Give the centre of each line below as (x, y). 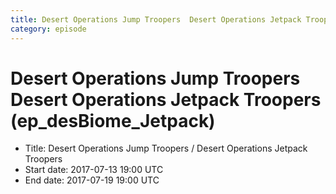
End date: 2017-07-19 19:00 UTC (92, 180)
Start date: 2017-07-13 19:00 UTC (94, 170)
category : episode (48, 29)
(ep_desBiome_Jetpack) (113, 120)
